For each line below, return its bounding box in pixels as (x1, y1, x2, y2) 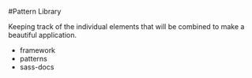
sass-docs (19, 62, 55, 72)
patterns (19, 54, 47, 63)
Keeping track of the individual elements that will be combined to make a (8, 22, 245, 31)
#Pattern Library (8, 7, 62, 16)
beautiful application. (8, 31, 77, 39)
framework (19, 46, 56, 54)
